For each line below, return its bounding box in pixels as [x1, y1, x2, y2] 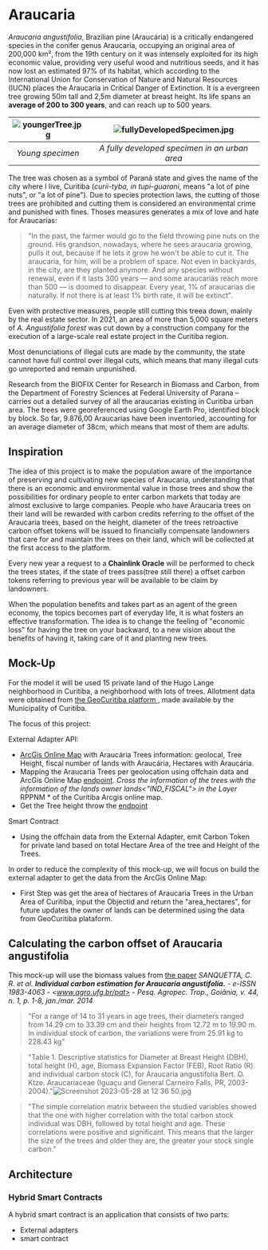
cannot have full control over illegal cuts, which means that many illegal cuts [8, 355, 259, 365]
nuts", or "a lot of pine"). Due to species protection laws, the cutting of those [8, 190, 260, 199]
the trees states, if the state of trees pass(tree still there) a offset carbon [8, 566, 246, 577]
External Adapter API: [8, 734, 79, 744]
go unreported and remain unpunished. [8, 364, 137, 373]
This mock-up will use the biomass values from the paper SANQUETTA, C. [8, 970, 253, 980]
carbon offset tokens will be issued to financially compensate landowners [8, 525, 250, 535]
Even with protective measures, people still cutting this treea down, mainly [8, 306, 253, 315]
